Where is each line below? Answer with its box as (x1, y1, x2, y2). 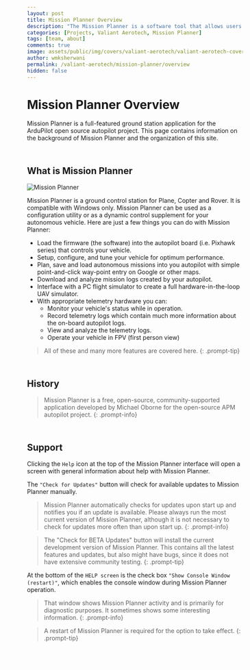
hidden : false (27, 67, 68, 74)
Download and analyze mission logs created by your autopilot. (36, 275, 213, 284)
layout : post (27, 10, 64, 17)
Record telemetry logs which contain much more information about (47, 312, 237, 320)
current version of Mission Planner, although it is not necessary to (43, 515, 230, 524)
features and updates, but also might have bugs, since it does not (43, 551, 229, 559)
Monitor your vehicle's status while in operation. (47, 304, 183, 312)
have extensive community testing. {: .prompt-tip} (43, 558, 184, 566)
